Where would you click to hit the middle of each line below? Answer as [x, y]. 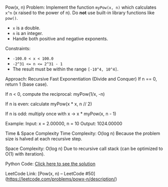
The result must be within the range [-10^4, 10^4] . [65, 69]
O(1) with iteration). [25, 154]
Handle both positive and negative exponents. [60, 39]
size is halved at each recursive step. [44, 139]
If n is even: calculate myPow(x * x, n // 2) [49, 104]
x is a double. [26, 28]
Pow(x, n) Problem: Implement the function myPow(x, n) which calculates [81, 7]
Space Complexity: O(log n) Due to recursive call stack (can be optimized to [84, 148]
